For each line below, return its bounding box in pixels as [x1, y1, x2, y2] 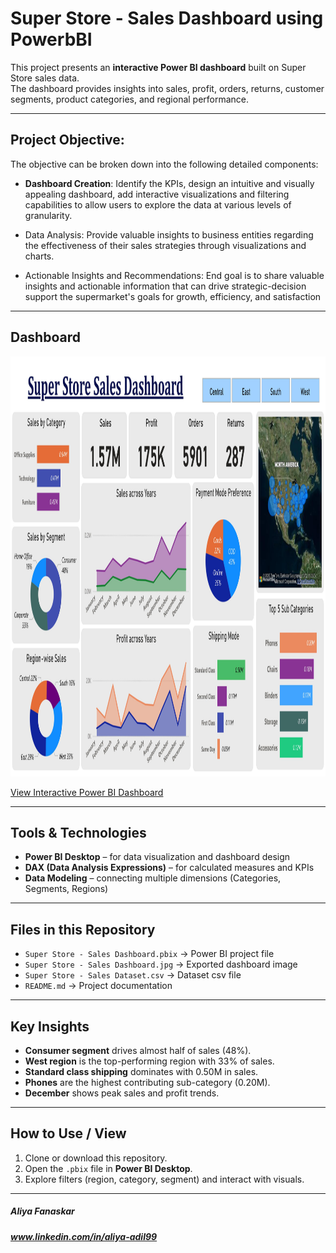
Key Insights [10, 1018, 90, 1035]
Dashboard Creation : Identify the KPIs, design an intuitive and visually [24, 177, 315, 189]
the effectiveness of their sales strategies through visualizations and [24, 239, 307, 251]
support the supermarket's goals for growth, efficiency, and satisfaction [24, 290, 322, 302]
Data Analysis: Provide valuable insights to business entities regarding [24, 228, 314, 241]
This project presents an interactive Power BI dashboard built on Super [10, 61, 307, 73]
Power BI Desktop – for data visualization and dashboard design [24, 851, 291, 863]
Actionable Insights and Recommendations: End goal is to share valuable [24, 269, 325, 281]
